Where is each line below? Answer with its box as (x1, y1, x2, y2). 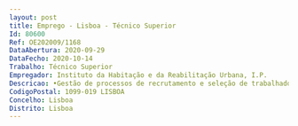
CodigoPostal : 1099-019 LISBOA (9, 87, 125, 96)
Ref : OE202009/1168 (9, 37, 82, 47)
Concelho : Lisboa (9, 95, 74, 105)
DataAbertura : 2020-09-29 (9, 46, 105, 55)
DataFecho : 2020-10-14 (9, 54, 93, 63)
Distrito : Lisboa (9, 104, 74, 113)
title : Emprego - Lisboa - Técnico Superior (9, 21, 176, 30)
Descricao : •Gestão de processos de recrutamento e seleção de (9, 79, 248, 88)
